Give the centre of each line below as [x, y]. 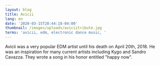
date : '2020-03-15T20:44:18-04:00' [41, 23]
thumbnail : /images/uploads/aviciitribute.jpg [53, 28]
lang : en [14, 19]
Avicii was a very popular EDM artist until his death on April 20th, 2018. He [80, 47]
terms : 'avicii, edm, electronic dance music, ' [56, 32]
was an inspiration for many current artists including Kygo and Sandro [76, 52]
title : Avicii [20, 14]
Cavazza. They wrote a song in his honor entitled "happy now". [69, 57]
